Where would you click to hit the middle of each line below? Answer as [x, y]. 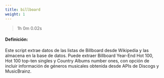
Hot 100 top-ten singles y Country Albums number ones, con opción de [77, 61]
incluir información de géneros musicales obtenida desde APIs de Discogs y [82, 66]
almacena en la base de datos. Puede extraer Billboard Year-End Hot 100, [79, 55]
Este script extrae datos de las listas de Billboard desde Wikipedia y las [77, 50]
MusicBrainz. [18, 71]
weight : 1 [15, 14]
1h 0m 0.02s [29, 28]
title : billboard [23, 10]
